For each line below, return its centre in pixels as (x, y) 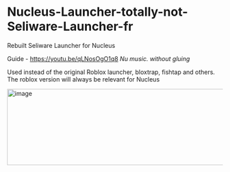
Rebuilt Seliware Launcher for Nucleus (61, 45)
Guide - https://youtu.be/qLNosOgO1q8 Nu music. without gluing (99, 58)
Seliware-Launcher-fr (70, 26)
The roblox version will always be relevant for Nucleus (84, 79)
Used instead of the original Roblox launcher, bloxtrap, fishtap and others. (111, 72)
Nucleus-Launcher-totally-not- (98, 12)
